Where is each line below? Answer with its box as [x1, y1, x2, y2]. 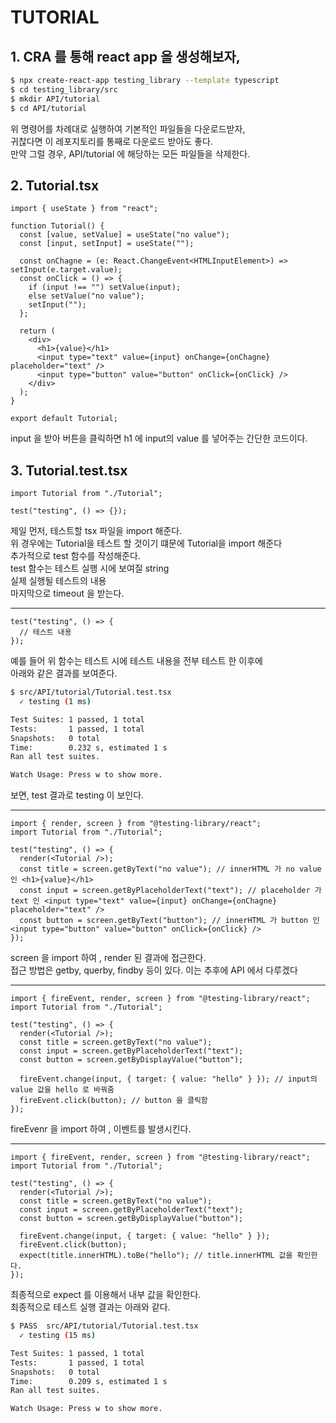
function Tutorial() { [10, 221, 105, 231]
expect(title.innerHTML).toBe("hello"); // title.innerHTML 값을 [19, 1251, 293, 1261]
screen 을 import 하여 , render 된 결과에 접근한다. [10, 952, 207, 964]
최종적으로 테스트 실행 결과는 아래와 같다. [10, 1301, 171, 1313]
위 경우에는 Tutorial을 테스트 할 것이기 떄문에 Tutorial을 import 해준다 [10, 537, 283, 550]
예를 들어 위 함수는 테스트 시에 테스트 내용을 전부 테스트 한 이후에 [10, 655, 263, 667]
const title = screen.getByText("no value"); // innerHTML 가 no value [19, 864, 322, 875]
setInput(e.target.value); [10, 265, 123, 275]
